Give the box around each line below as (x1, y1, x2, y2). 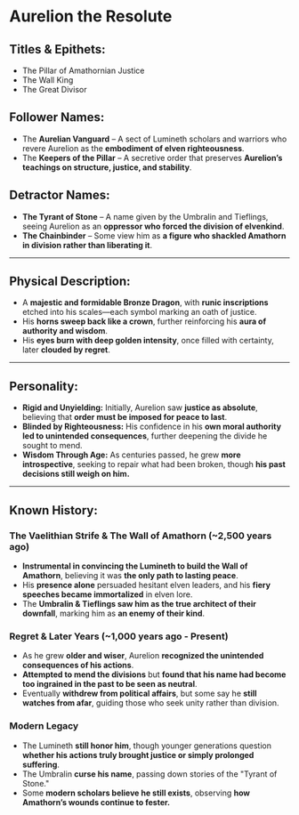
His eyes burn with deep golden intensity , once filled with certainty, (21, 335, 274, 346)
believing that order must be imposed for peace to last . (21, 412, 228, 423)
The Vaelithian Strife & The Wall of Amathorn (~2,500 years (9, 529, 272, 542)
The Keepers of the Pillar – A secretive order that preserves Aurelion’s (21, 152, 283, 163)
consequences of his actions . (21, 660, 134, 671)
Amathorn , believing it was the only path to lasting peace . (21, 569, 238, 580)
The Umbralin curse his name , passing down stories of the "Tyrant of (21, 768, 278, 779)
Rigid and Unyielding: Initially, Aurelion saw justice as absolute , (21, 402, 258, 413)
